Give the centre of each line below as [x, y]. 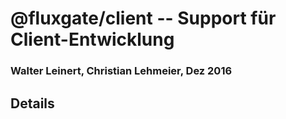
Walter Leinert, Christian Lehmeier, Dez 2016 [121, 71]
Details [32, 103]
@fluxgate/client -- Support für [143, 18]
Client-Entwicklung [92, 39]
